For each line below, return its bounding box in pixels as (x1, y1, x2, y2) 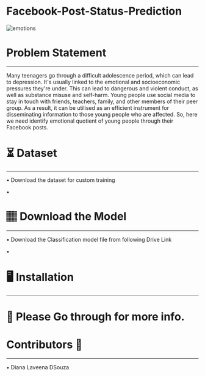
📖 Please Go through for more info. (6, 309, 185, 324)
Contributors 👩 (6, 338, 83, 352)
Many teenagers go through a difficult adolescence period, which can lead (6, 71, 194, 79)
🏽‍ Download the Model (6, 209, 127, 223)
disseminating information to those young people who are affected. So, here (6, 110, 198, 118)
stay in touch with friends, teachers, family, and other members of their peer (6, 98, 198, 105)
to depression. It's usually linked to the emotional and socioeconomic (6, 78, 181, 85)
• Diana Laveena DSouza (6, 363, 70, 371)
